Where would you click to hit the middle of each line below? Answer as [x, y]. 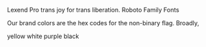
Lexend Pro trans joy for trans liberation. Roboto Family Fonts [93, 10]
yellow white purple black [43, 36]
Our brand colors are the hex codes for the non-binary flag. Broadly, [103, 23]
